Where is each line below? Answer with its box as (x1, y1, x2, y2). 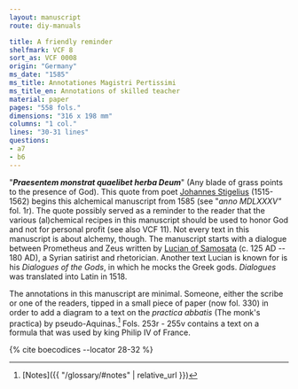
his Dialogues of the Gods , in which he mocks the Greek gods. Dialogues (9, 261, 277, 272)
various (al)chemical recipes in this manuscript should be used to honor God (9, 214, 289, 225)
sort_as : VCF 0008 (9, 54, 77, 63)
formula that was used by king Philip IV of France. (9, 327, 191, 338)
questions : (9, 136, 50, 145)
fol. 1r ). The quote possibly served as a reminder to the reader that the (9, 205, 266, 215)
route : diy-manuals (9, 21, 82, 30)
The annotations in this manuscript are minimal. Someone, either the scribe (9, 288, 284, 299)
